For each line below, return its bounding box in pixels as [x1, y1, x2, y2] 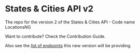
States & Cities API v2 [5, 3, 94, 14]
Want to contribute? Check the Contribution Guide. [5, 33, 106, 39]
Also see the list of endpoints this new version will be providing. [5, 42, 132, 48]
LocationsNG [5, 24, 31, 30]
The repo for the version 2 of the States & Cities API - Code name [5, 19, 135, 25]
